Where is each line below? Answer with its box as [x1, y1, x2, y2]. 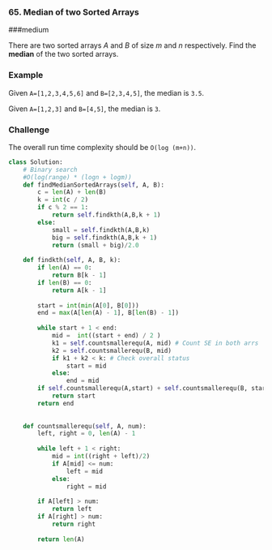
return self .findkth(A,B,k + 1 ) [51, 211, 161, 219]
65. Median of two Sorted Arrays [8, 6, 140, 18]
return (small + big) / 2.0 [51, 241, 139, 249]
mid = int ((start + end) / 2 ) [51, 332, 161, 340]
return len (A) [37, 535, 85, 544]
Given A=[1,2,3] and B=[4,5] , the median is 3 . [8, 104, 161, 114]
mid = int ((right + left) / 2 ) [51, 453, 151, 461]
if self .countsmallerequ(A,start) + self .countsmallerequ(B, [37, 385, 249, 393]
